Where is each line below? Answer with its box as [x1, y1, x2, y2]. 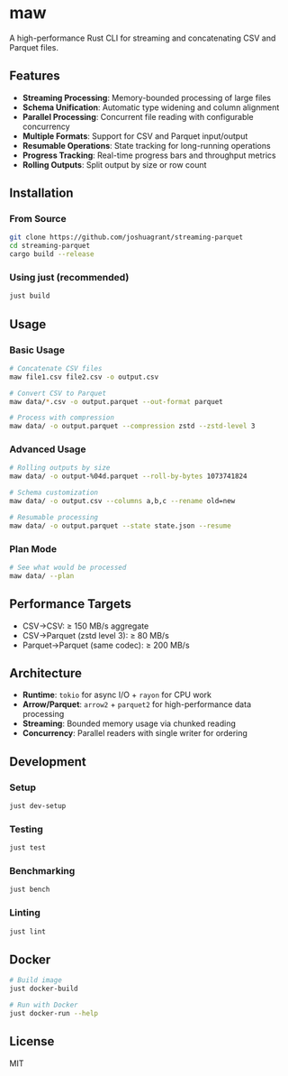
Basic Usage [9, 344, 66, 356]
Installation [9, 186, 74, 201]
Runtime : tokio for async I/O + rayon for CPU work [22, 689, 211, 701]
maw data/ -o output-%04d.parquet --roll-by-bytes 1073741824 [9, 472, 247, 481]
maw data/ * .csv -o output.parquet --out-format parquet [9, 397, 223, 406]
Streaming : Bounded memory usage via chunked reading [22, 718, 237, 729]
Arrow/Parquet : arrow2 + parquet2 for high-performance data [22, 699, 252, 710]
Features [9, 69, 60, 84]
